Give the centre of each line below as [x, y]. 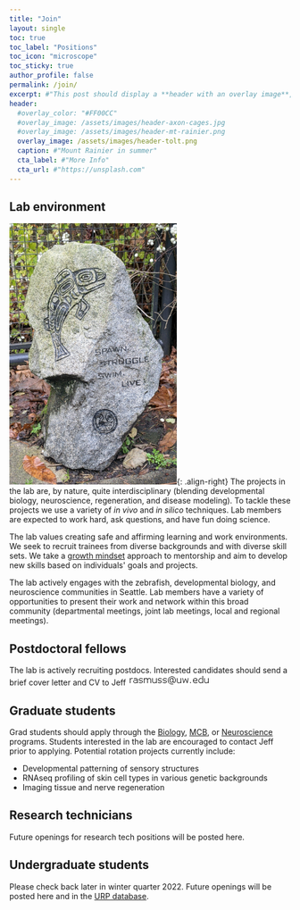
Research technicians [71, 816]
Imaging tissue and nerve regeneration [93, 788]
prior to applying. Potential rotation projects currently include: [122, 751]
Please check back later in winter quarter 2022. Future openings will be [141, 886]
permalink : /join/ [43, 85]
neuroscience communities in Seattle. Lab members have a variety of [137, 592]
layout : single [37, 28]
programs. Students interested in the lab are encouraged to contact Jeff [142, 742]
